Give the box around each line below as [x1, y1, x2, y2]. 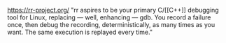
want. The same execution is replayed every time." [7, 28, 153, 36]
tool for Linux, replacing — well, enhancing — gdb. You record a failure [7, 13, 211, 21]
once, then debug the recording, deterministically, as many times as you [7, 21, 216, 28]
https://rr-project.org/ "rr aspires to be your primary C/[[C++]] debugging [7, 6, 219, 14]
